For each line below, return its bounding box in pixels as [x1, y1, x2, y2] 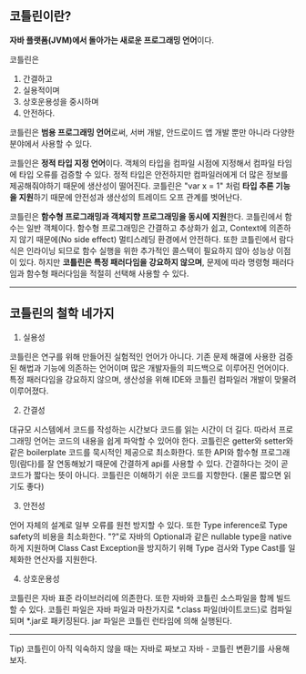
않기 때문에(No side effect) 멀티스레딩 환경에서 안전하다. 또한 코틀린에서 [18, 233, 278, 244]
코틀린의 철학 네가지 [9, 306, 115, 322]
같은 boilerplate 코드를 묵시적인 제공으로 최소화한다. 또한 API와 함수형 [9, 446, 259, 457]
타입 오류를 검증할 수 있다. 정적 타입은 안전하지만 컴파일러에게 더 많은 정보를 [18, 168, 289, 179]
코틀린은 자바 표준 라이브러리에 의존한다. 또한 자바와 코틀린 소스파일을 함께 [9, 592, 275, 603]
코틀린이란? [9, 8, 72, 25]
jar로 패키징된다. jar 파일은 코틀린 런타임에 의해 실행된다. [31, 615, 232, 626]
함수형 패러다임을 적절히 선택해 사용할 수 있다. [25, 268, 189, 279]
